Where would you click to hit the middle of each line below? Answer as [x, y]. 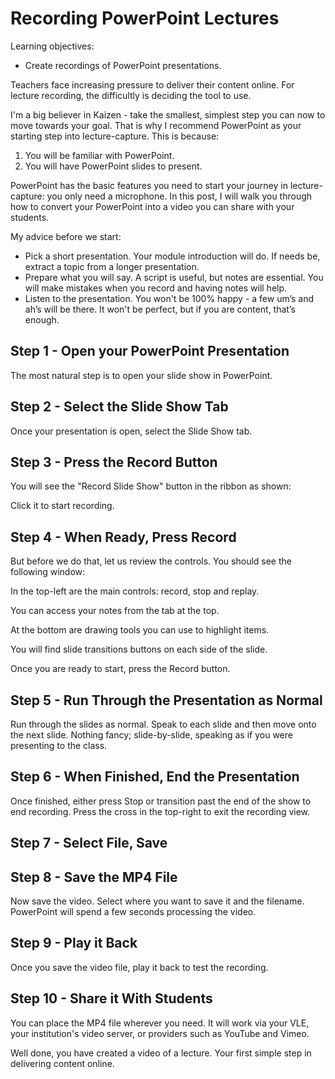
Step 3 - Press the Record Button [114, 462]
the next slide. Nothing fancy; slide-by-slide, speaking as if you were [151, 735]
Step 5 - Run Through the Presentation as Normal [166, 700]
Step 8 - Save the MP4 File [94, 877]
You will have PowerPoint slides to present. [113, 166]
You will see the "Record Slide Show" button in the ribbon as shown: [151, 486]
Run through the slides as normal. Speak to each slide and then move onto [163, 724]
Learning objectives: [52, 46]
